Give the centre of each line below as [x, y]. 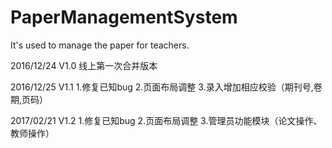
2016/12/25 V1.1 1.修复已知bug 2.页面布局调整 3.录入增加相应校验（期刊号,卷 [166, 87]
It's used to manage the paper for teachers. [100, 45]
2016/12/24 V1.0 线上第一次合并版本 [84, 65]
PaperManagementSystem [124, 17]
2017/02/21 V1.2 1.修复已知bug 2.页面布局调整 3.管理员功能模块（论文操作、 [166, 120]
